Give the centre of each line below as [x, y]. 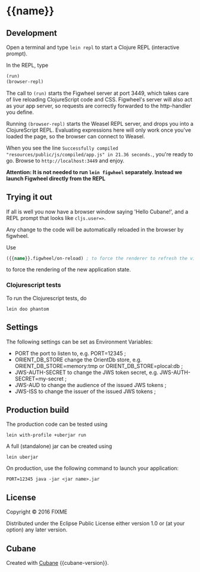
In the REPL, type [27, 65]
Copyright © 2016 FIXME [37, 512]
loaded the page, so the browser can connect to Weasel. [76, 136]
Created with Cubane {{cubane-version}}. [57, 562]
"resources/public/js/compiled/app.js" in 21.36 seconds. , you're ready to [100, 154]
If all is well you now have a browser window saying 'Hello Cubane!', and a [97, 211]
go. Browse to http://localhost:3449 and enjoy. [65, 160]
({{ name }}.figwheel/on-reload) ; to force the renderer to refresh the [97, 258]
